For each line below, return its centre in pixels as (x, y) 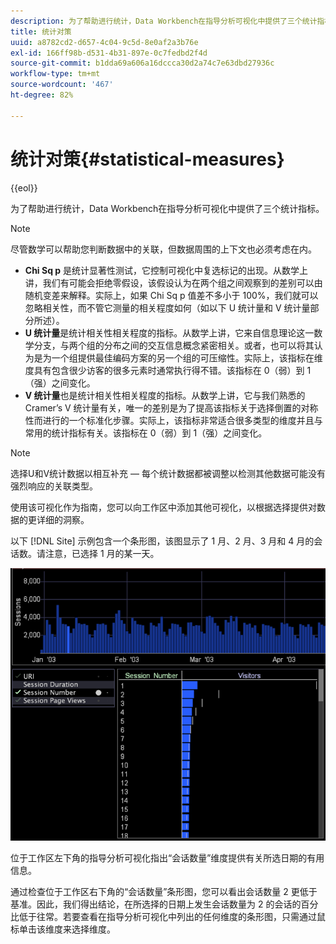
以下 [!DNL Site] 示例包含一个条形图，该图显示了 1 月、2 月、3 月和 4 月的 (162, 541)
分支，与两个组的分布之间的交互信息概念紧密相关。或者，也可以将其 (174, 345)
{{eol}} (24, 187)
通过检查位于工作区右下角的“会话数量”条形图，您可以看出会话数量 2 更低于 (164, 892)
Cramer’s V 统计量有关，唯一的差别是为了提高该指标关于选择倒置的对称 (171, 407)
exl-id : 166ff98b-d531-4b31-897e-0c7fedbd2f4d (109, 53)
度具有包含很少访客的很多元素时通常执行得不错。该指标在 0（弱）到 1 (168, 370)
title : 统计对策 (41, 31)
